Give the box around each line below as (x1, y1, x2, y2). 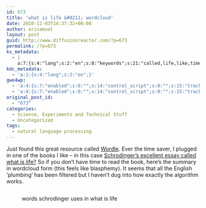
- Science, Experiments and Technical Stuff (12, 111, 128, 117)
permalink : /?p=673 (6, 43, 56, 50)
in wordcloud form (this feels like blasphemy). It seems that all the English (6, 165, 193, 172)
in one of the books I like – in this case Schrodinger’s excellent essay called (6, 152, 196, 159)
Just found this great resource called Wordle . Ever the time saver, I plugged (6, 145, 197, 152)
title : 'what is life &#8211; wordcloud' (6, 15, 114, 21)
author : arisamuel (6, 26, 53, 32)
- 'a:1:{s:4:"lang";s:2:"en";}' (12, 72, 95, 78)
